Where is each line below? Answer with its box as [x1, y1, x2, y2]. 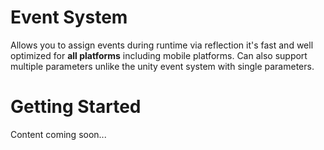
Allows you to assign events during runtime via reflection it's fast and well [10, 39, 314, 51]
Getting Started [10, 96, 142, 118]
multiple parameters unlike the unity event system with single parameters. [10, 60, 315, 72]
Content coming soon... [10, 128, 107, 140]
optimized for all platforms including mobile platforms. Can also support [10, 49, 308, 61]
